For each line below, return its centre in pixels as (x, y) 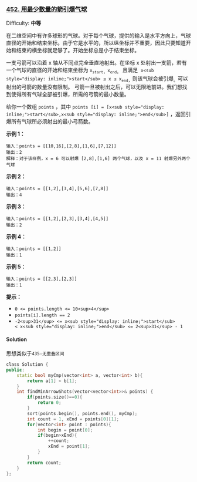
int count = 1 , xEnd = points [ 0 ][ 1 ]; (73, 419)
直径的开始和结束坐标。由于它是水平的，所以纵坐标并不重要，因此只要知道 (96, 43)
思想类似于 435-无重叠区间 (35, 353)
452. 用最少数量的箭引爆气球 (47, 9)
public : (16, 370)
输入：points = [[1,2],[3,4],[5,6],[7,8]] (57, 188)
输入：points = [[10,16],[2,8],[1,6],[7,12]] (61, 146)
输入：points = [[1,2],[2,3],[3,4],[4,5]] (57, 218)
